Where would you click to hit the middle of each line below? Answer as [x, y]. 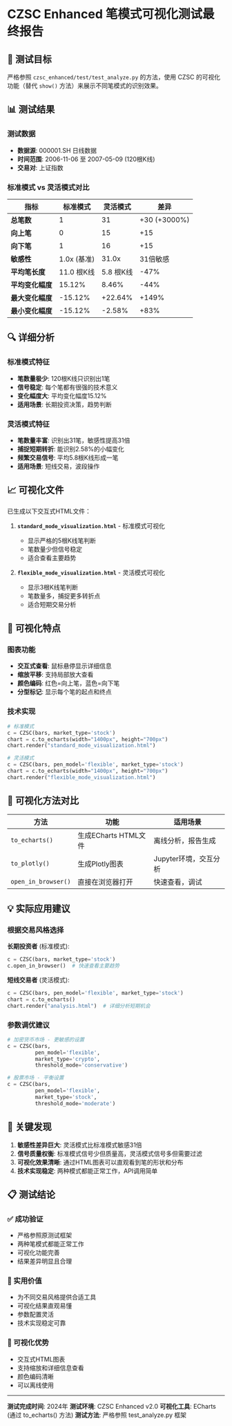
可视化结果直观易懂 [45, 1306]
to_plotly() [30, 863]
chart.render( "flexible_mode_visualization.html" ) [81, 777]
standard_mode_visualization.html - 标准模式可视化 [91, 525]
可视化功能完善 [38, 1253]
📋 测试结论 [31, 1194]
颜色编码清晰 [35, 1376]
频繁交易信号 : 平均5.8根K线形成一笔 [68, 458]
